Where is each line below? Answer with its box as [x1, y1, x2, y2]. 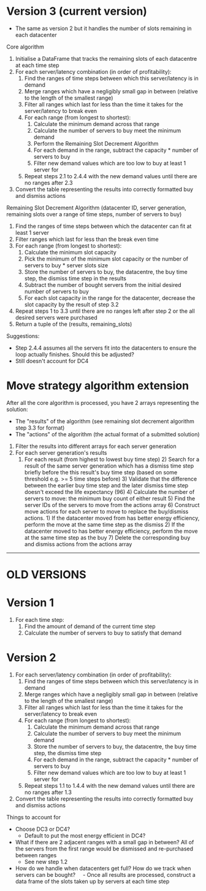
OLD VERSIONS [6, 568, 87, 582]
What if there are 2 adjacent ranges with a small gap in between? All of [15, 838, 194, 846]
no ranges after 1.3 [24, 788, 72, 796]
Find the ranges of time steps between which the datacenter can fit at [15, 222, 192, 230]
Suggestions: [6, 332, 40, 339]
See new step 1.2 [24, 858, 68, 865]
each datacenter [15, 31, 57, 38]
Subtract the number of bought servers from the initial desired [24, 281, 182, 288]
